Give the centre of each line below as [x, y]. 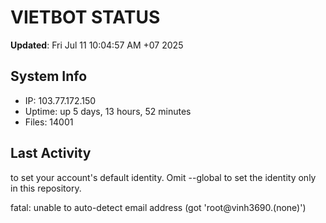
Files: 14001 [49, 122]
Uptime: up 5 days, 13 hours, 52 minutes [108, 111]
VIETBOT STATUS [85, 17]
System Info [49, 76]
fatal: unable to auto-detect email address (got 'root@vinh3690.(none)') [158, 207]
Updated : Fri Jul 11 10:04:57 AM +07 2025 [97, 45]
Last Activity [51, 153]
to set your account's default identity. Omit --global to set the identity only [163, 177]
